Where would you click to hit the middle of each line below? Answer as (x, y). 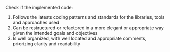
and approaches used (36, 22)
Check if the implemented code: (39, 7)
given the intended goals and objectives (55, 33)
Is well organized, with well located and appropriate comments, (80, 38)
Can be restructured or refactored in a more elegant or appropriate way (88, 28)
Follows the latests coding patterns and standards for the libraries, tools (89, 17)
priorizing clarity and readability (46, 44)
